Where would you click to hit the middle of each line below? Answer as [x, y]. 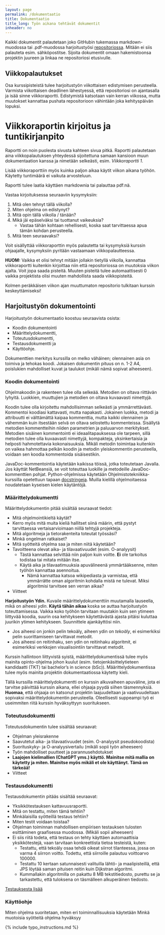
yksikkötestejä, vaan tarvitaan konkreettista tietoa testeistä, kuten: [79, 843]
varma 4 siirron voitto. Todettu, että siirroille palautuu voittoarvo [84, 853]
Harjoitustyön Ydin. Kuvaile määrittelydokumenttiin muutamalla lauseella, [80, 601]
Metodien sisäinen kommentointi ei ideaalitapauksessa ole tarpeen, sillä [78, 433]
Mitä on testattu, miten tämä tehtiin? [49, 811]
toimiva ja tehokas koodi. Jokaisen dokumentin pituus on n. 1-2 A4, [73, 363]
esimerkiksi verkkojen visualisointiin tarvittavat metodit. [68, 647]
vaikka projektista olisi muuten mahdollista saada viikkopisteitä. [69, 276]
